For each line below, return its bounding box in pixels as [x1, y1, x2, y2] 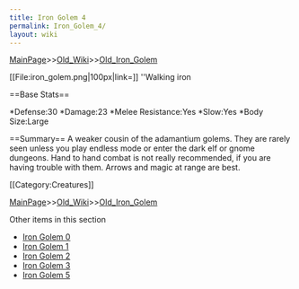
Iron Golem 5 [22, 270, 71, 281]
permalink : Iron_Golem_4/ [9, 22, 106, 31]
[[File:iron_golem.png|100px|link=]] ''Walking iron [9, 72, 191, 83]
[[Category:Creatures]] [9, 180, 94, 190]
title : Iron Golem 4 [9, 13, 87, 22]
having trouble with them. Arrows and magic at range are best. [9, 162, 241, 173]
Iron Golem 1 [22, 241, 69, 252]
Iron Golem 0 [22, 232, 71, 242]
